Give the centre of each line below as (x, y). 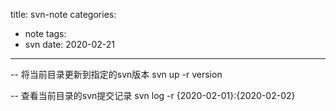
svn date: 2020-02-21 (70, 44)
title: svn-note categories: (63, 14)
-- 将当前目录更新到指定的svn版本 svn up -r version (116, 74)
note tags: (45, 33)
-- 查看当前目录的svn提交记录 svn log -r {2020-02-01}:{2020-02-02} (153, 95)
